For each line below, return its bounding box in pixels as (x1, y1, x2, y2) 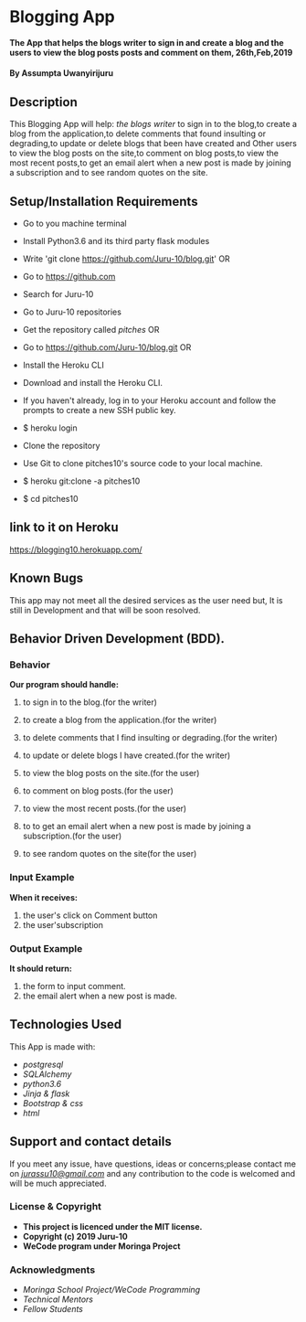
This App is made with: (9, 1040, 96, 1052)
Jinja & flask (22, 1088, 70, 1099)
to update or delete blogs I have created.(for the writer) (22, 750, 231, 761)
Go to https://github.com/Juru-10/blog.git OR (22, 342, 192, 353)
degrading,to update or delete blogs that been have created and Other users (9, 138, 297, 149)
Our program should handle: (9, 679, 119, 690)
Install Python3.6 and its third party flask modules (22, 236, 210, 246)
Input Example (9, 871, 75, 884)
